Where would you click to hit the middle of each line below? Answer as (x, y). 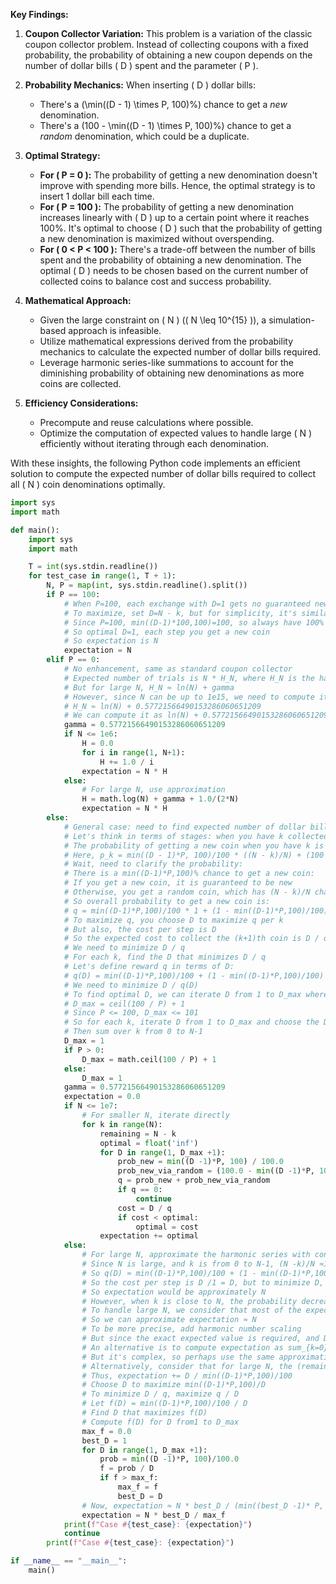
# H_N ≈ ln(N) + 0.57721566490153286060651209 (162, 706)
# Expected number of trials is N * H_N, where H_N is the (189, 678)
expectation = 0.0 (102, 1097)
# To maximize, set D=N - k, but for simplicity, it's (180, 613)
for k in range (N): (122, 1124)
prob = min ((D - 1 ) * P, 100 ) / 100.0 (169, 1459)
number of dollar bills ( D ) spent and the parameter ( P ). (141, 65)
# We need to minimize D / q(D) (131, 985)
